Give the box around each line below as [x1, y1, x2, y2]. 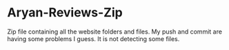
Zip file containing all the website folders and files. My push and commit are [7, 27, 223, 36]
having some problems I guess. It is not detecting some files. [7, 34, 180, 42]
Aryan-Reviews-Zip [7, 5, 123, 21]
